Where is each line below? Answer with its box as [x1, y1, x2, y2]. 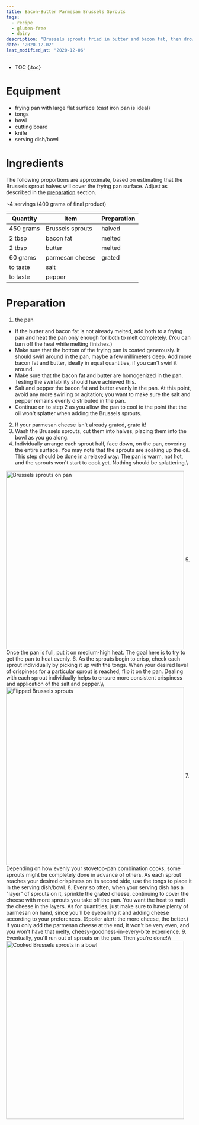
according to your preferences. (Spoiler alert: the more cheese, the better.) [6, 915, 188, 922]
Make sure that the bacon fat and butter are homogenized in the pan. [14, 372, 184, 379]
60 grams [9, 253, 37, 261]
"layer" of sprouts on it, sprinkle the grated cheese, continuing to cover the [6, 890, 189, 897]
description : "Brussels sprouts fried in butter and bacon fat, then [6, 36, 182, 42]
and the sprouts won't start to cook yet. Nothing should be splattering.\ [14, 459, 188, 466]
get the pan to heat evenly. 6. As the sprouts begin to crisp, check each [6, 655, 181, 662]
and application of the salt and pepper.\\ [6, 680, 104, 687]
